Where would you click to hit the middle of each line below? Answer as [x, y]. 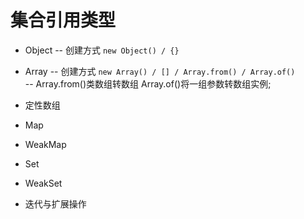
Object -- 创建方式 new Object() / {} [102, 50]
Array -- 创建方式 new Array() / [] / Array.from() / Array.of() [160, 71]
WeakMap [45, 144]
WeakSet [43, 183]
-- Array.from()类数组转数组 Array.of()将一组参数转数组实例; [148, 83]
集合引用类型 [63, 20]
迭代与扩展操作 [55, 203]
